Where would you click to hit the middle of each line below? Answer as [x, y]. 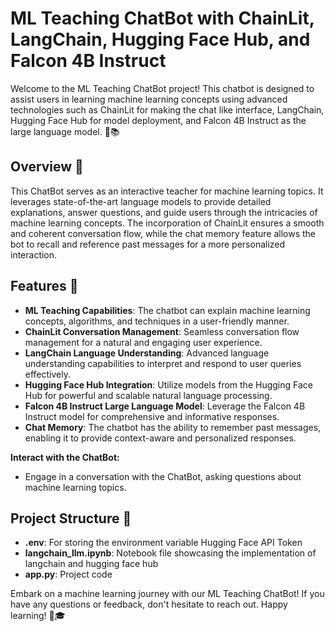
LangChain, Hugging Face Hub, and [160, 39]
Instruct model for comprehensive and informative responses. [152, 416]
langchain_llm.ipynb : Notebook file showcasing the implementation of [170, 553]
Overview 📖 [47, 167]
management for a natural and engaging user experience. [143, 342]
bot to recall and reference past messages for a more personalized [148, 244]
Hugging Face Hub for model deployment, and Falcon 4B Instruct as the [158, 120]
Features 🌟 [44, 286]
